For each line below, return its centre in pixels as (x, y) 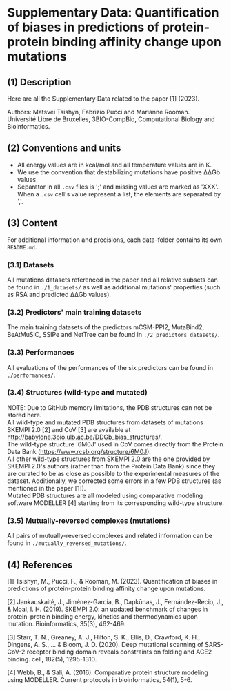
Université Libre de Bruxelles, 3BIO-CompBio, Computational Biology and (111, 119)
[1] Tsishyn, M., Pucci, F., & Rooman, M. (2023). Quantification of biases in (112, 581)
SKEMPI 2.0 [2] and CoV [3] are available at (69, 429)
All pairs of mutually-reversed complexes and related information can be (110, 536)
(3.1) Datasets (31, 265)
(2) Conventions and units (64, 148)
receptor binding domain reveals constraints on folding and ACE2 (119, 652)
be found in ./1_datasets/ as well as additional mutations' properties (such (114, 287)
